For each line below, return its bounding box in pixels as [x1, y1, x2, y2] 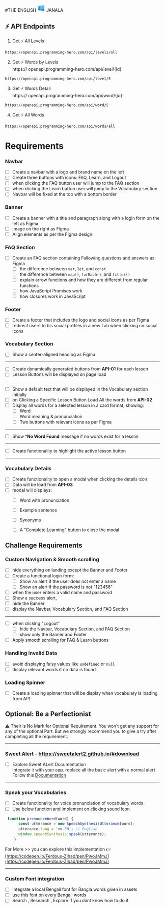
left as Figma [12, 221, 39, 227]
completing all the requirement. [5, 733, 69, 739]
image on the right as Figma [12, 226, 69, 231]
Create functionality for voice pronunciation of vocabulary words [12, 800, 143, 806]
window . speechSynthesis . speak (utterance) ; [18, 832, 107, 837]
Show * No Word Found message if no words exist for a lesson [12, 433, 139, 439]
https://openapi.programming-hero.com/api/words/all [5, 124, 115, 129]
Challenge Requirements [5, 541, 82, 550]
